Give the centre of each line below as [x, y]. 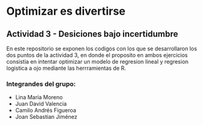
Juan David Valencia [41, 104]
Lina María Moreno [39, 97]
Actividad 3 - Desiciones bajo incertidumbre [92, 34]
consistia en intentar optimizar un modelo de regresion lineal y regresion [98, 62]
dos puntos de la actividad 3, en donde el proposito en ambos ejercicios [97, 55]
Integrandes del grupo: [41, 84]
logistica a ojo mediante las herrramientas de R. [66, 68]
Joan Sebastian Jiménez [46, 117]
